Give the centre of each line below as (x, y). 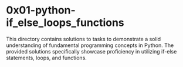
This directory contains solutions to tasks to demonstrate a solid (84, 39)
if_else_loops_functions (65, 23)
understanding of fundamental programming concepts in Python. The (90, 45)
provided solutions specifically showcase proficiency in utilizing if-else (91, 51)
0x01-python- (41, 10)
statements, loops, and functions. (46, 58)
